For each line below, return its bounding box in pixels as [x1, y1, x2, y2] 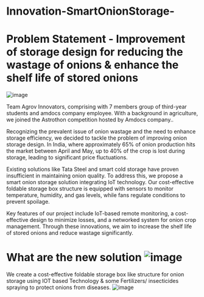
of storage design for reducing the [6, 45, 183, 59]
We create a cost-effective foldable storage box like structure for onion [6, 271, 185, 278]
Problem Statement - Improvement [6, 32, 186, 46]
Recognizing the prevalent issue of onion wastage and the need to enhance [6, 128, 196, 135]
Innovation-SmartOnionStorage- [6, 4, 175, 18]
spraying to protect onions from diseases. [6, 284, 111, 291]
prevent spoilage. [6, 198, 50, 206]
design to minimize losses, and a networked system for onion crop [29, 216, 197, 224]
